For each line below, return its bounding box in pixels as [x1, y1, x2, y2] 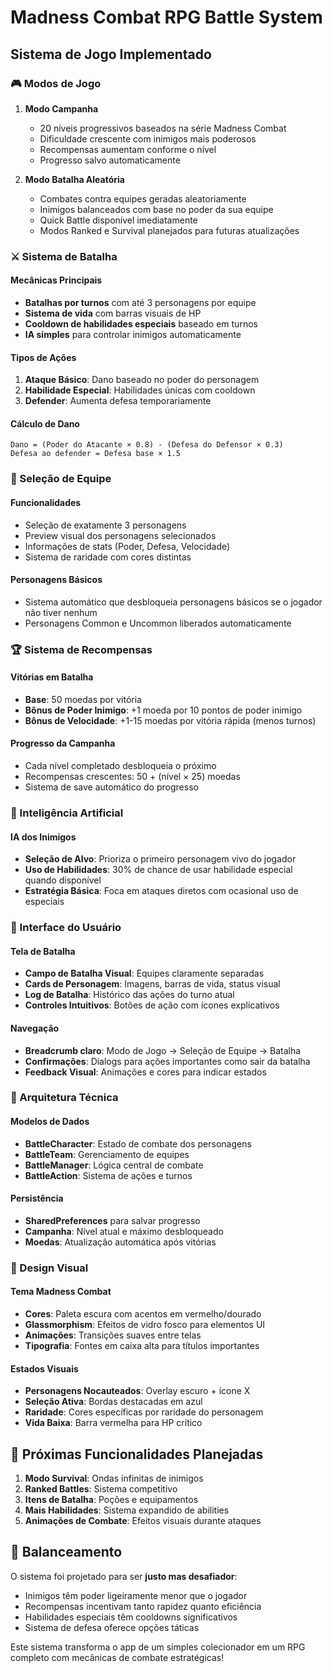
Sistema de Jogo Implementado [10, 46, 212, 63]
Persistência [10, 1192, 64, 1205]
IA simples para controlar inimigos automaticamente [24, 329, 242, 340]
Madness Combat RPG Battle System [10, 6, 323, 29]
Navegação [10, 1022, 60, 1034]
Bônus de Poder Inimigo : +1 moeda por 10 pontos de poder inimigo [24, 704, 303, 716]
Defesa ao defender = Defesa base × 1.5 [10, 449, 182, 459]
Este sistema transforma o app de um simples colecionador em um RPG [10, 1641, 306, 1653]
